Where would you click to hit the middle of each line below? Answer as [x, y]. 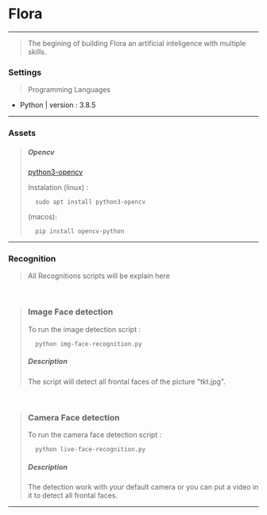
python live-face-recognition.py [91, 449]
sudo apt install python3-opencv [91, 202]
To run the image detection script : [84, 329]
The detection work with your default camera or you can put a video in [143, 486]
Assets [22, 134]
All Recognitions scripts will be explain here [99, 276]
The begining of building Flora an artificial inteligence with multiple [137, 43]
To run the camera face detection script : [95, 435]
